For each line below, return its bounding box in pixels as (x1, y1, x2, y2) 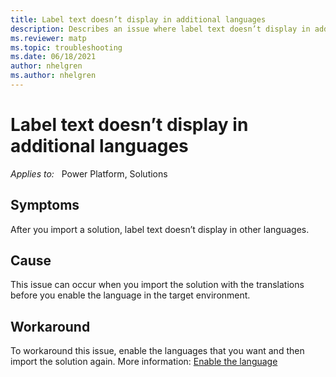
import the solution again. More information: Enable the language (10, 356, 278, 368)
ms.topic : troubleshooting (10, 42, 123, 53)
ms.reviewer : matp (10, 33, 87, 43)
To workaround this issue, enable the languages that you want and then (10, 345, 305, 357)
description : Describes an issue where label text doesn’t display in (10, 24, 311, 34)
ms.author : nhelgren (10, 71, 97, 81)
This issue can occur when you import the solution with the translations (10, 279, 305, 291)
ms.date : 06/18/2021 (10, 52, 97, 62)
